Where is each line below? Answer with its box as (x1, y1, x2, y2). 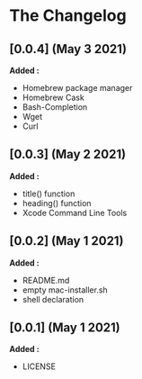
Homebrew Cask (22, 92, 85, 103)
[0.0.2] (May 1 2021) (9, 233, 124, 248)
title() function (22, 188, 75, 199)
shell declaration (22, 293, 84, 304)
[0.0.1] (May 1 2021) (9, 320, 121, 336)
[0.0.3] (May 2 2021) (9, 147, 127, 162)
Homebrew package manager (22, 83, 133, 93)
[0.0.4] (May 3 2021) (9, 41, 128, 57)
